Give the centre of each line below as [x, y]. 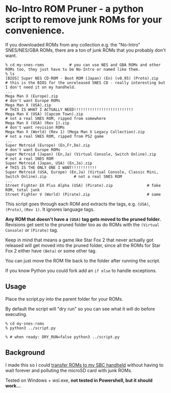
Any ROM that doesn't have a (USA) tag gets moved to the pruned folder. [83, 219]
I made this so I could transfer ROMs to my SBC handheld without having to [84, 365]
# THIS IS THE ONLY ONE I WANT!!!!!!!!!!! [51, 167]
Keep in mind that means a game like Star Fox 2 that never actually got [79, 240]
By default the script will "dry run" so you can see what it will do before [80, 309]
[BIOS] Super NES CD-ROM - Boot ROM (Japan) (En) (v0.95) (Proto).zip [82, 78]
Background [25, 353]
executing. [16, 314]
